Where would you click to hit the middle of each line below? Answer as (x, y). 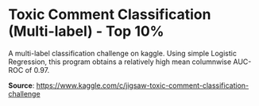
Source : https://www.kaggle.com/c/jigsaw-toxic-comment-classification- (129, 85)
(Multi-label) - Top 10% (86, 31)
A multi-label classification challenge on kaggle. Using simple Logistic (122, 53)
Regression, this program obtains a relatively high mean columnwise (120, 62)
